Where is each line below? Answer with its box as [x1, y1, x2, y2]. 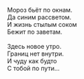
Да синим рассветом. [7, 13, 72, 21]
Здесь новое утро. [7, 43, 62, 50]
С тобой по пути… [7, 65, 60, 72]
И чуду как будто [7, 57, 57, 65]
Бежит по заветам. [7, 27, 63, 36]
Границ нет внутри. [7, 49, 64, 58]
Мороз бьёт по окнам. [7, 6, 73, 14]
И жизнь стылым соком [7, 21, 77, 28]
